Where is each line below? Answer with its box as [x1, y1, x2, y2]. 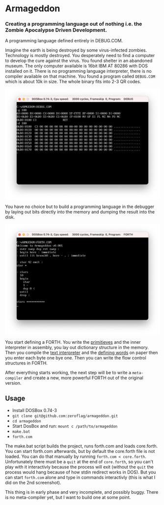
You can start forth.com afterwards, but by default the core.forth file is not [5, 448, 155, 454]
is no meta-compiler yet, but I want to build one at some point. [5, 494, 131, 500]
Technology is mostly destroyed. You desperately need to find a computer [5, 53, 155, 59]
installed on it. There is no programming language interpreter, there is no [5, 68, 152, 74]
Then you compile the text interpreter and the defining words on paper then [5, 350, 158, 356]
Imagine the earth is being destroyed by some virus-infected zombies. [5, 47, 147, 53]
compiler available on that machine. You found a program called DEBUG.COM [5, 73, 156, 79]
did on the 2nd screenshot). [5, 479, 61, 485]
